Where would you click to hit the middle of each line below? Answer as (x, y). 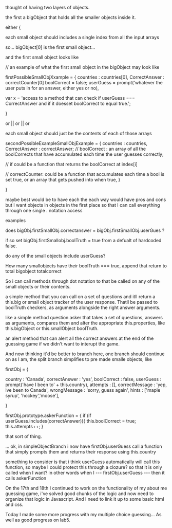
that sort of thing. (24, 436)
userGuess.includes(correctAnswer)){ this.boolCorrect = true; (71, 421)
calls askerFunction (26, 478)
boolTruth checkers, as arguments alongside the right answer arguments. (83, 307)
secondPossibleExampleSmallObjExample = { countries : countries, (77, 143)
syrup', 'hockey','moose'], (33, 396)
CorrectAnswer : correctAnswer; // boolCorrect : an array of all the (76, 149)
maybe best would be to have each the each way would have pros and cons (86, 199)
